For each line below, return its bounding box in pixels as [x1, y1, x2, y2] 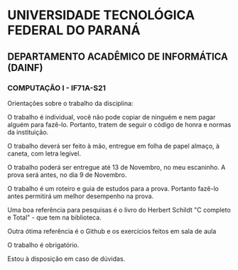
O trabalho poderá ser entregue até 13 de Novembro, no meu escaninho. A [7, 163, 226, 171]
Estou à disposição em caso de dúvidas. [7, 254, 126, 263]
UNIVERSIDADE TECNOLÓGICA [7, 7, 195, 23]
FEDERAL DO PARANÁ [7, 22, 141, 38]
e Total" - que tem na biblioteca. [7, 213, 102, 222]
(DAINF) [7, 61, 44, 74]
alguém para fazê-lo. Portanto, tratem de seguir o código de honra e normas [7, 120, 232, 129]
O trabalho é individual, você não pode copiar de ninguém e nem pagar [7, 112, 216, 121]
